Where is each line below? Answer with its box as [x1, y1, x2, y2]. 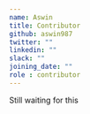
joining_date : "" [9, 63, 73, 72]
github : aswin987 [9, 29, 73, 38]
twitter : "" [9, 37, 53, 47]
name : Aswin [9, 12, 53, 22]
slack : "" [9, 54, 46, 63]
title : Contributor [9, 21, 81, 30]
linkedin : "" [9, 46, 57, 55]
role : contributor [9, 71, 81, 80]
